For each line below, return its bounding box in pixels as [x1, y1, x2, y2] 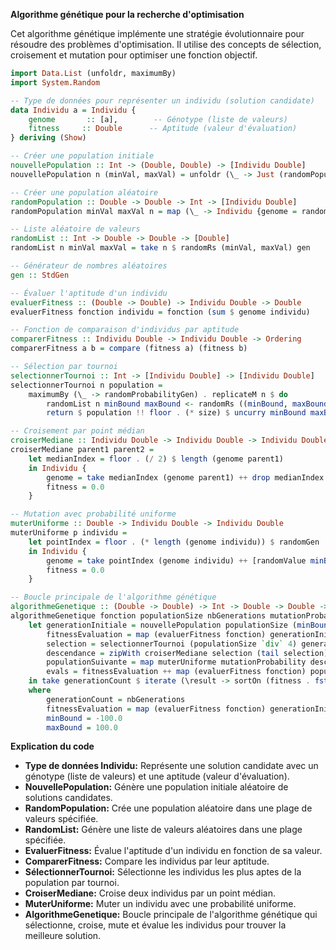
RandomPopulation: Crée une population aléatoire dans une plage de [24, 802, 313, 814]
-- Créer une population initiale [10, 151, 155, 161]
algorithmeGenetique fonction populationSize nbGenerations [10, 611, 267, 621]
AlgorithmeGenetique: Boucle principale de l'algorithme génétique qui [24, 909, 318, 921]
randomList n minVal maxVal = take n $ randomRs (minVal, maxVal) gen [10, 243, 311, 253]
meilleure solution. [24, 930, 102, 942]
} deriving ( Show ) [10, 133, 87, 143]
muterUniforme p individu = [10, 528, 128, 538]
